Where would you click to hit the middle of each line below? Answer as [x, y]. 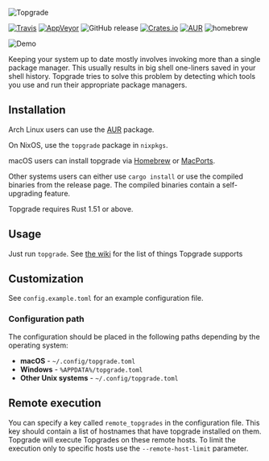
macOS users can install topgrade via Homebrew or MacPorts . [112, 160]
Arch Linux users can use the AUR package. [81, 130]
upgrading [25, 193]
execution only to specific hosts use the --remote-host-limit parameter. [128, 448]
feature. [57, 193]
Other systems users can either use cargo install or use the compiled [126, 176]
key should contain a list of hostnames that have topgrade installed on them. [135, 431]
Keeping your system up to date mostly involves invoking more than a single [134, 59]
